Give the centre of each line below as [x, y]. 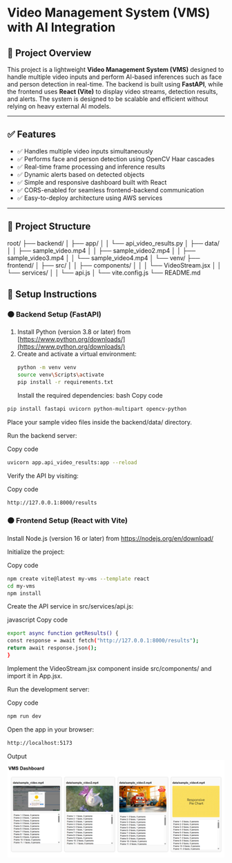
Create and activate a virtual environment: [77, 354]
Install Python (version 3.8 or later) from [74, 332]
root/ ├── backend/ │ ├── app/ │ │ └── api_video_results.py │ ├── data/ [113, 243]
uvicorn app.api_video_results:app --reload [72, 462]
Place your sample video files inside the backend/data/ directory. [99, 422]
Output [17, 756]
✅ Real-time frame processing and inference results [91, 167]
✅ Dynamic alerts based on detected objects [81, 174]
